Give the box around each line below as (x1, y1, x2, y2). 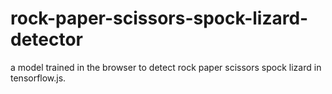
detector (10, 28, 84, 51)
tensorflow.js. (10, 72, 67, 84)
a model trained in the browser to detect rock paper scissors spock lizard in (10, 61, 322, 73)
